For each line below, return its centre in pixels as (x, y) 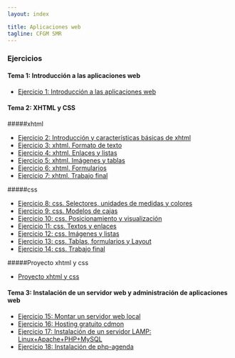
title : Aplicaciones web (44, 27)
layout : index (28, 14)
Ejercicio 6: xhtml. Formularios (62, 168)
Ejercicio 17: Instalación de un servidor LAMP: (84, 331)
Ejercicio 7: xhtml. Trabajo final (63, 175)
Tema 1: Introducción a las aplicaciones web (74, 75)
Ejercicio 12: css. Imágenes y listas (68, 234)
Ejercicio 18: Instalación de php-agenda (75, 347)
